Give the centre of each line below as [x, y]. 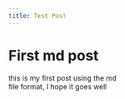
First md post [54, 55]
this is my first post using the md [62, 78]
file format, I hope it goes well [58, 86]
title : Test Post [37, 16]
